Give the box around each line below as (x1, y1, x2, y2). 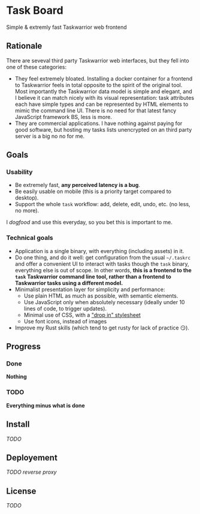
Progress (6, 341, 41, 352)
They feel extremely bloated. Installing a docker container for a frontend (14, 75, 193, 82)
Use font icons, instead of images (23, 317, 107, 325)
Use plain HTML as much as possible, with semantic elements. (23, 292, 178, 299)
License (6, 486, 37, 496)
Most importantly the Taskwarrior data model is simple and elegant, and (14, 88, 193, 95)
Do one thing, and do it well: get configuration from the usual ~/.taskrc (14, 254, 191, 261)
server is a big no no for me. (14, 132, 85, 139)
